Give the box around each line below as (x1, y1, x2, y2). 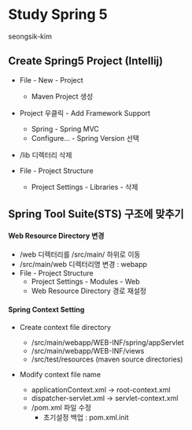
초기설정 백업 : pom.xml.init (42, 412, 129, 422)
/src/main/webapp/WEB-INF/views (31, 346, 145, 355)
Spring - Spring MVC (31, 124, 100, 133)
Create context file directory (19, 322, 112, 332)
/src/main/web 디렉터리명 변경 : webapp (19, 260, 148, 269)
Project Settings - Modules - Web (31, 277, 140, 287)
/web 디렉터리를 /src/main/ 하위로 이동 (19, 250, 141, 259)
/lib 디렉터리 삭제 (19, 150, 72, 159)
